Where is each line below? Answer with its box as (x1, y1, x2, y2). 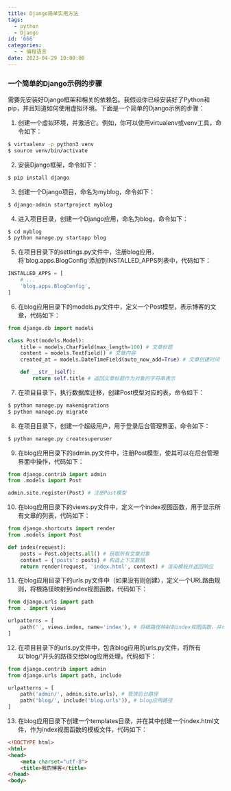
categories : (8, 42, 42, 49)
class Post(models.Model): (8, 337, 85, 344)
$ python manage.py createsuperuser (8, 435, 112, 442)
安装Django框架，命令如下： (17, 161, 99, 169)
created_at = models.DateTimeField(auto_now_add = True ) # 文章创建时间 (20, 356, 220, 364)
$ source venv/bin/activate (8, 147, 88, 154)
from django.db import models (8, 324, 95, 331)
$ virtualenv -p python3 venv (8, 141, 95, 148)
